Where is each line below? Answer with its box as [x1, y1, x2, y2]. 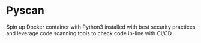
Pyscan [6, 4, 45, 17]
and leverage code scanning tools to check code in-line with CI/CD [6, 29, 172, 36]
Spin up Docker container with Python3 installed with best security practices [6, 23, 196, 30]
